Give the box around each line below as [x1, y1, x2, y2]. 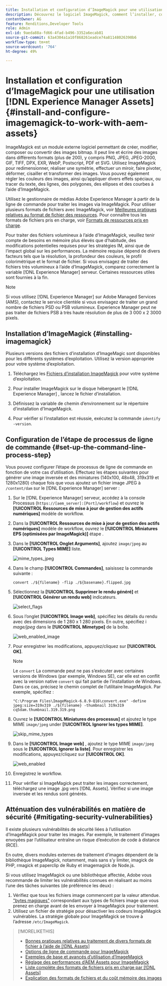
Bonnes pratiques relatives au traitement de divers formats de [25, 938, 152, 944]
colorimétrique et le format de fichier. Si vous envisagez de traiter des [5, 258, 148, 264]
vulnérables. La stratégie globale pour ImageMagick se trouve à [12, 913, 143, 919]
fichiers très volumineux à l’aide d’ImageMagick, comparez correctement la [5, 264, 159, 270]
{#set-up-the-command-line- [52, 443, 147, 451]
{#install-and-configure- [5, 107, 111, 118]
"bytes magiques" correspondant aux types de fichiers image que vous [12, 897, 159, 903]
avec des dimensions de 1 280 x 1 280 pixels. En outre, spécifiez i [12, 618, 147, 625]
